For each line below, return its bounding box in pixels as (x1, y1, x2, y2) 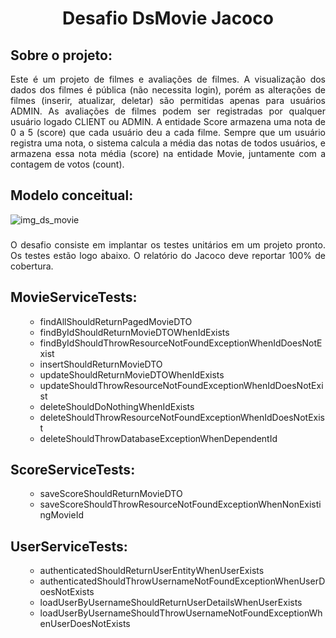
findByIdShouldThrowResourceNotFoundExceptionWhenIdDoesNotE (39, 337, 323, 349)
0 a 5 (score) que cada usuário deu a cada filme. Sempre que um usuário (10, 127, 326, 138)
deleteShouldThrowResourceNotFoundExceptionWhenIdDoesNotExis (39, 411, 325, 423)
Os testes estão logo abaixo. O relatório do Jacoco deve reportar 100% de (10, 249, 326, 261)
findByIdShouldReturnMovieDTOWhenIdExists (39, 326, 230, 338)
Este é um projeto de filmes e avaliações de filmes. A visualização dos (10, 73, 326, 85)
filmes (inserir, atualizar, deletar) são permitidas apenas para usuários (10, 95, 326, 106)
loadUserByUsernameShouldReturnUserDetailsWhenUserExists (39, 597, 303, 609)
